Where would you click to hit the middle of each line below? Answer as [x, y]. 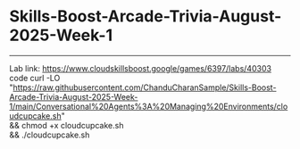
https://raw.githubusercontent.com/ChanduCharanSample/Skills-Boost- [145, 87]
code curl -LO [35, 78]
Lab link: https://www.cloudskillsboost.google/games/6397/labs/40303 [141, 68]
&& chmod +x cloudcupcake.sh [67, 125]
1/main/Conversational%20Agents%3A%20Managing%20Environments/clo [149, 106]
